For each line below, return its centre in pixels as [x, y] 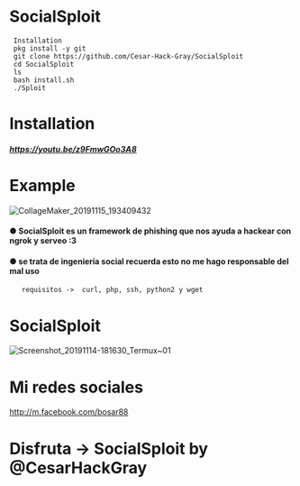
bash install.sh [44, 80]
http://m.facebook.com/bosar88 [69, 412]
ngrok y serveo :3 [43, 241]
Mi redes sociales [77, 387]
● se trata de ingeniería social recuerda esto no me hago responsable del [149, 261]
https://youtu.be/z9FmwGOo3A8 [73, 149]
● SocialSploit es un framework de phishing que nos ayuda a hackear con [150, 231]
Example [42, 185]
